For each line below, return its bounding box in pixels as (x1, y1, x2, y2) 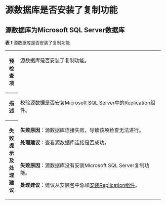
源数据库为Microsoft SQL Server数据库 (5, 26, 125, 34)
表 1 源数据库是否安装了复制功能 (5, 40, 70, 45)
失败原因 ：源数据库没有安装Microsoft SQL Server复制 (20, 162, 145, 169)
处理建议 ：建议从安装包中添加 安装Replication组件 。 (20, 182, 140, 189)
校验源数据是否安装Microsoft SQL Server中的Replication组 (20, 99, 156, 106)
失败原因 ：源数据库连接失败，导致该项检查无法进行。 (20, 126, 144, 133)
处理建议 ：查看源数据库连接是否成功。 (20, 139, 110, 146)
